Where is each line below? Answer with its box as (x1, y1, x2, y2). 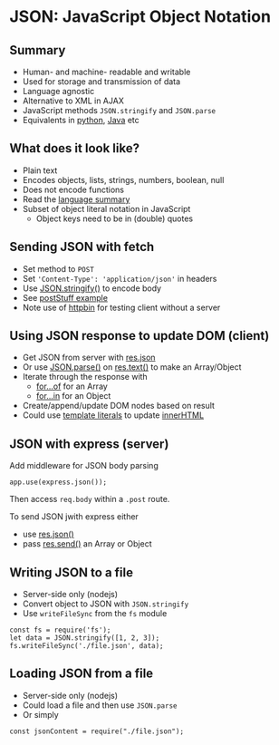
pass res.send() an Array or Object (22, 538, 152, 549)
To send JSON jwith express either (9, 511, 139, 522)
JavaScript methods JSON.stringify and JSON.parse (22, 105, 216, 115)
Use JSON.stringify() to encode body (22, 283, 161, 294)
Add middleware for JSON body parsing (9, 460, 159, 471)
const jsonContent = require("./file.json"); (9, 727, 184, 736)
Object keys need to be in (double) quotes (35, 213, 193, 224)
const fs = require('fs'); (9, 625, 111, 635)
